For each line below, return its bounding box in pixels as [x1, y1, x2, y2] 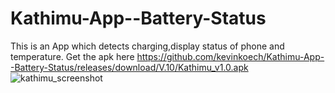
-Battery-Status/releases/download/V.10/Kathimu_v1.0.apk [10, 61, 249, 73]
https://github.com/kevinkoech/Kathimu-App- [136, 50, 325, 62]
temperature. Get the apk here [10, 50, 135, 62]
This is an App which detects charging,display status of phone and [10, 40, 285, 52]
